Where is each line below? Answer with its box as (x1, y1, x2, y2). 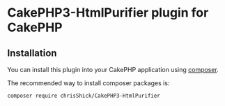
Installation (7, 47, 57, 59)
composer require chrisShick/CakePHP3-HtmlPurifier (7, 92, 160, 99)
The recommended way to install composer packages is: (7, 79, 170, 87)
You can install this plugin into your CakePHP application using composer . (7, 66, 219, 73)
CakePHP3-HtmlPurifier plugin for (7, 5, 209, 21)
